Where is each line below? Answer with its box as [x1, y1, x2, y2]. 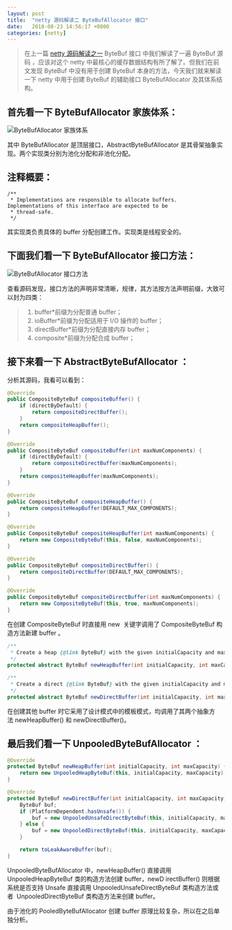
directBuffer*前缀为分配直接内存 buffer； [34, 325, 151, 333]
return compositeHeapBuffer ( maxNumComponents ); [19, 473, 159, 480]
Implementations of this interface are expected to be [7, 202, 168, 209]
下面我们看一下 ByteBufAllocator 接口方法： [7, 250, 197, 262]
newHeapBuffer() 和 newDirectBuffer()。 [14, 715, 130, 724]
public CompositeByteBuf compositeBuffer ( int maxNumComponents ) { [7, 447, 202, 454]
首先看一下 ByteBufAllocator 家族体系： [7, 106, 178, 118]
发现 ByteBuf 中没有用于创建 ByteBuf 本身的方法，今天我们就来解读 [30, 67, 222, 75]
